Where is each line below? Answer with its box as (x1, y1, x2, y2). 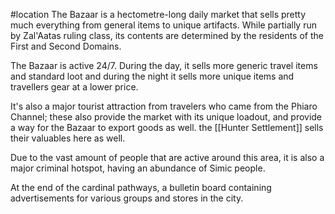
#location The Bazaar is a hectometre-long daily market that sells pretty (10, 9, 307, 20)
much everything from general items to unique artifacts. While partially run (10, 19, 317, 31)
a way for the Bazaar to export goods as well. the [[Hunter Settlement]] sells (10, 122, 324, 133)
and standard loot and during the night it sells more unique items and (10, 70, 295, 82)
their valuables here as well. (10, 132, 126, 144)
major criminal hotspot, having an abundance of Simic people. (10, 162, 266, 174)
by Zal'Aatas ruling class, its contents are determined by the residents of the (10, 30, 324, 41)
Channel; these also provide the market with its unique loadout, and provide (10, 111, 323, 123)
